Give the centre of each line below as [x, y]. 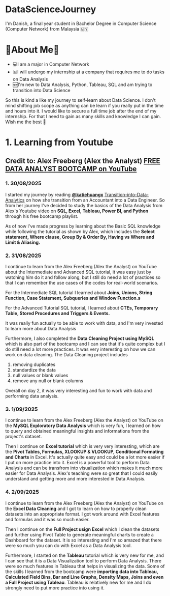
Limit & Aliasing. [23, 242]
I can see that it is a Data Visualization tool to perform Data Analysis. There [83, 560]
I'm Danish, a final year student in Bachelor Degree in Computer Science [81, 23]
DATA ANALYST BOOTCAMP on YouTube [71, 169]
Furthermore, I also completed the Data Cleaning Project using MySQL [80, 338]
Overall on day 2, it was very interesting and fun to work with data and [79, 391]
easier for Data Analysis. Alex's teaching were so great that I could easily [81, 473]
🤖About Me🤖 [32, 50]
